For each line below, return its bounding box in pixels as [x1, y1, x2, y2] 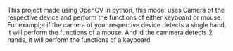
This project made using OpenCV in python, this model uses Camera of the [7, 6, 225, 14]
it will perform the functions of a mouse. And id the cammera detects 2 [7, 28, 213, 36]
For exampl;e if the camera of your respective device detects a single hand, [7, 21, 227, 29]
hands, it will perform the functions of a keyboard [7, 36, 151, 44]
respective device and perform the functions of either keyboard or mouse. [7, 13, 223, 22]
